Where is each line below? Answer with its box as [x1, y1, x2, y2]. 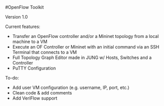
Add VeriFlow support [12, 95, 57, 101]
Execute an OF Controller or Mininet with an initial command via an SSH [12, 44, 160, 49]
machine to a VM [12, 38, 47, 44]
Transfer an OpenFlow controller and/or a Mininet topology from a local [12, 33, 159, 39]
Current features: [5, 23, 41, 29]
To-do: [5, 75, 19, 80]
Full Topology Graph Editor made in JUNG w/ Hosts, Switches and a [12, 54, 152, 60]
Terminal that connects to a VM [12, 49, 77, 55]
